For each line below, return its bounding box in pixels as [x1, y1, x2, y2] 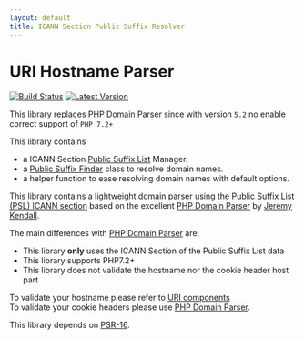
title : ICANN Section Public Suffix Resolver [9, 22, 185, 31]
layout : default [9, 13, 71, 23]
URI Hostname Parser [9, 61, 175, 82]
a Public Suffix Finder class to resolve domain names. [22, 163, 224, 174]
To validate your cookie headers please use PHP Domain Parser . [9, 302, 250, 313]
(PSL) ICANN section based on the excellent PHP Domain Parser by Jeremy [9, 200, 293, 211]
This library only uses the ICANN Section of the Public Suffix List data [22, 245, 285, 256]
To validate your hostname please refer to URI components [9, 293, 230, 303]
